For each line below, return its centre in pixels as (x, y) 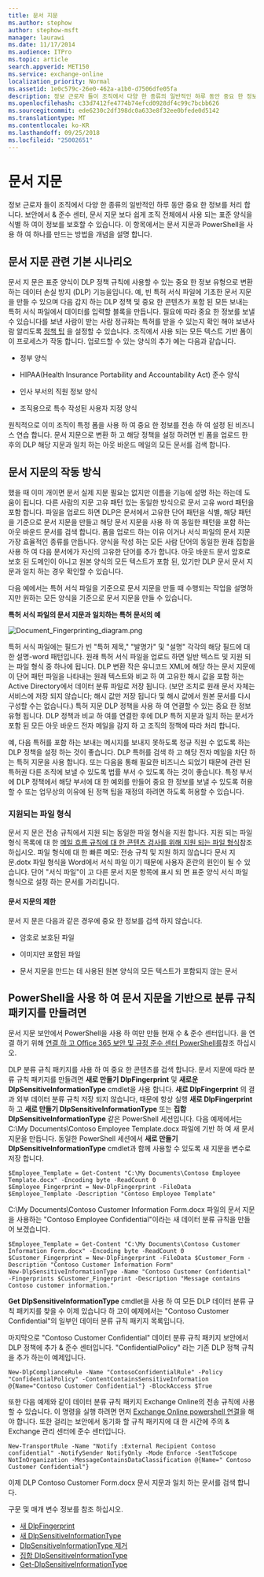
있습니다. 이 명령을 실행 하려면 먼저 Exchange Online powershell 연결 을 (136, 1411)
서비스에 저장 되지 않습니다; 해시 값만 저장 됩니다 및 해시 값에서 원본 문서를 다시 (130, 696)
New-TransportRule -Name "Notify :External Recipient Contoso (112, 1447)
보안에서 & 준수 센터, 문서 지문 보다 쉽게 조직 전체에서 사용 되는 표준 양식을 (139, 214)
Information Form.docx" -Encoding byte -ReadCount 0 (96, 1251)
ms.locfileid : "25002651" (50, 140)
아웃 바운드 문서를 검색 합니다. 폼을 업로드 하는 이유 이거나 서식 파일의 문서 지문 (130, 532)
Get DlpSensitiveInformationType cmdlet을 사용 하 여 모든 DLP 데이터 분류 (127, 1301)
